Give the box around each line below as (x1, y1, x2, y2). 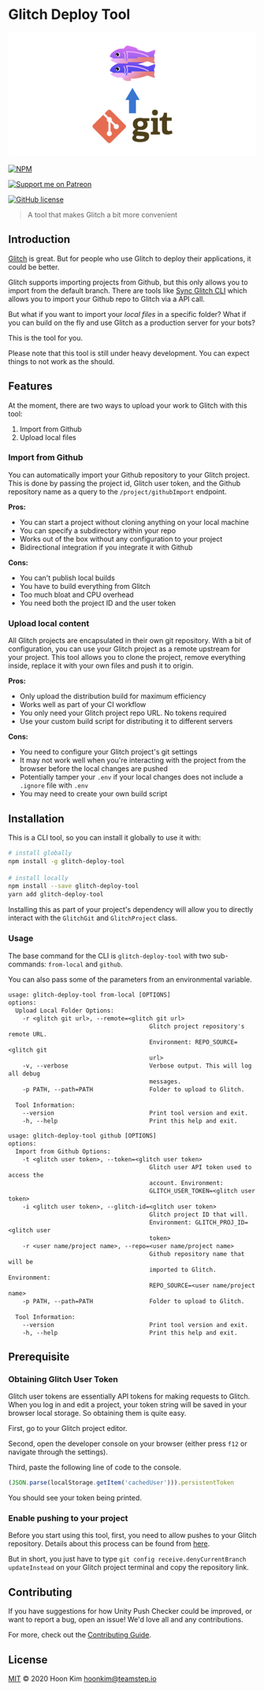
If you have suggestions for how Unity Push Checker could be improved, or (8, 1607, 252, 1616)
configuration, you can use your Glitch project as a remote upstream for (8, 644, 241, 654)
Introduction (8, 233, 71, 246)
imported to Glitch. (149, 1265, 217, 1274)
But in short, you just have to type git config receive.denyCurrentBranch (8, 1555, 247, 1564)
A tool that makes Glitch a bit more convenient (27, 210, 178, 219)
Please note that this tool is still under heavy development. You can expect (8, 348, 250, 358)
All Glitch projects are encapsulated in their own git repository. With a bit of (8, 636, 252, 646)
